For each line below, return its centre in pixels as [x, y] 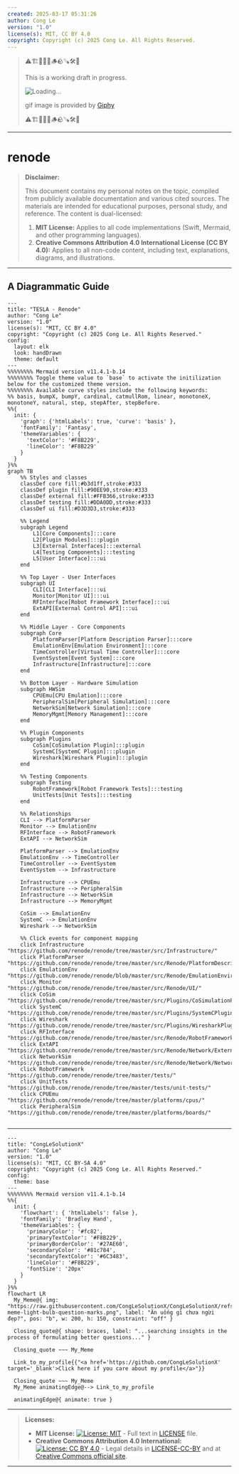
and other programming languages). [88, 235]
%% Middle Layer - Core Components [73, 627]
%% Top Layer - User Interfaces [68, 577]
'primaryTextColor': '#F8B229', [74, 1238]
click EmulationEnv [49, 969]
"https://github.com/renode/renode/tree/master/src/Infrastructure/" [113, 951]
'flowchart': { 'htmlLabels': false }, [79, 1213]
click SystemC [41, 1007]
